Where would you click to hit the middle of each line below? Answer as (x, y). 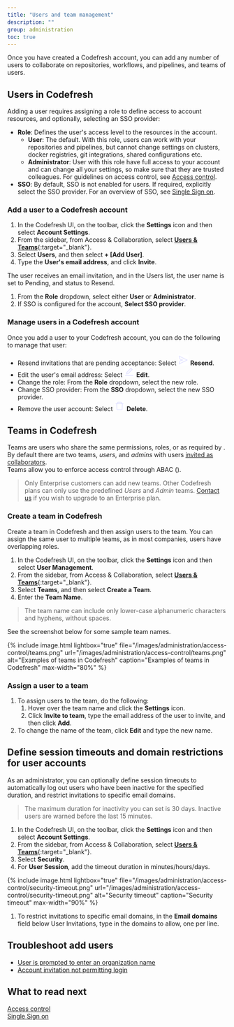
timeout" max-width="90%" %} (53, 903)
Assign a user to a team (48, 685)
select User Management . (56, 567)
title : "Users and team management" (60, 15)
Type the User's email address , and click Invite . (87, 262)
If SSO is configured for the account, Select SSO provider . (102, 304)
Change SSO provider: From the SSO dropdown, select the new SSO (116, 389)
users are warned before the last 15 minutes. (88, 816)
